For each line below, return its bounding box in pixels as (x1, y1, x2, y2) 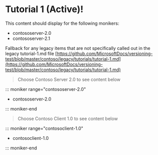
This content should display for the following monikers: (5, 20, 120, 26)
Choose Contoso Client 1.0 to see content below (17, 115, 118, 122)
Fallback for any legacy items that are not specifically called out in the (5, 45, 150, 51)
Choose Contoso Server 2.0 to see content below (17, 76, 121, 82)
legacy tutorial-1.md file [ (5, 50, 57, 57)
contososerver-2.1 (12, 35, 50, 41)
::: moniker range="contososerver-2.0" (5, 86, 86, 92)
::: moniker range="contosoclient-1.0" (5, 125, 83, 131)
